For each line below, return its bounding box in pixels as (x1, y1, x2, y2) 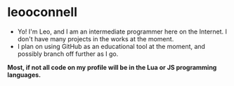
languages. (7, 71, 41, 79)
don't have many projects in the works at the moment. (17, 34, 174, 43)
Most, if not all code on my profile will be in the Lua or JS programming (7, 63, 217, 71)
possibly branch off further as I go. (17, 50, 119, 58)
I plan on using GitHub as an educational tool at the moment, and (17, 42, 206, 50)
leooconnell (7, 4, 77, 20)
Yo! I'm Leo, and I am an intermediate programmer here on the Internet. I (17, 27, 227, 36)
